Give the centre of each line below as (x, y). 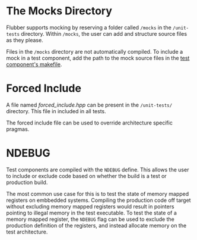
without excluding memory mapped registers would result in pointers (90, 206)
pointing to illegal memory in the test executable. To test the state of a (91, 213)
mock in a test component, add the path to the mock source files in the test (98, 58)
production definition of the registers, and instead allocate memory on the (96, 225)
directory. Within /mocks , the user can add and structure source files (104, 33)
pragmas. (18, 129)
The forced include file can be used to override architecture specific (90, 123)
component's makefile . (34, 64)
